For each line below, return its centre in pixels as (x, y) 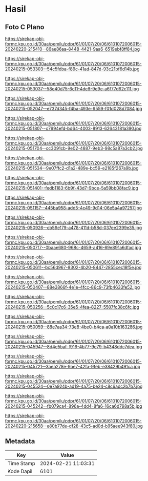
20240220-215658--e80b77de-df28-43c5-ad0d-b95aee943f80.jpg (74, 426)
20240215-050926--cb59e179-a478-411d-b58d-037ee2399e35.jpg (74, 228)
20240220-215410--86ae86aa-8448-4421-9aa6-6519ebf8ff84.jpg (73, 49)
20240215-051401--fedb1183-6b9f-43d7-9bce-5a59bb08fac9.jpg (72, 188)
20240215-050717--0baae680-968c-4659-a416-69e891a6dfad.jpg (73, 247)
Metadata (20, 441)
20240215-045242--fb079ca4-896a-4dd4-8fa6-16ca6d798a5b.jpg (74, 406)
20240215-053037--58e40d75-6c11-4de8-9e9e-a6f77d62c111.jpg (72, 89)
